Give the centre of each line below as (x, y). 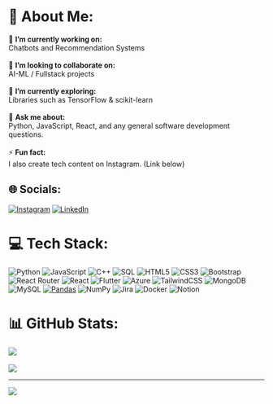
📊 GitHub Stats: (64, 323)
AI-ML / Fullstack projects (52, 73)
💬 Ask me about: (37, 116)
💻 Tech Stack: (58, 243)
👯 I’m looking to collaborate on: (62, 65)
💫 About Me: (51, 17)
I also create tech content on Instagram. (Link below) (97, 164)
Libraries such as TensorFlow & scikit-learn (81, 99)
